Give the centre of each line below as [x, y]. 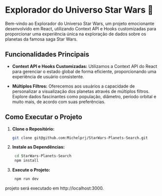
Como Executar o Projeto [44, 117]
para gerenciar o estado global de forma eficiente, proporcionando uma [84, 71]
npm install [27, 161]
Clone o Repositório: [33, 129]
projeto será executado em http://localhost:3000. [54, 188]
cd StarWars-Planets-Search [43, 156]
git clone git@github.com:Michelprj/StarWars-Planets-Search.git [80, 138]
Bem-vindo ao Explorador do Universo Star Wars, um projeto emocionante [80, 23]
